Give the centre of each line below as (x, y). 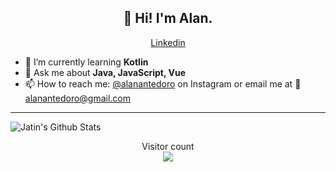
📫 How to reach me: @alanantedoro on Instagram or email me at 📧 (163, 83)
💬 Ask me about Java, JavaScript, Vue (105, 72)
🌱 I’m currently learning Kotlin (86, 62)
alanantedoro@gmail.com (78, 98)
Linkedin (168, 42)
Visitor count (168, 146)
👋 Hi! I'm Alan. (168, 18)
